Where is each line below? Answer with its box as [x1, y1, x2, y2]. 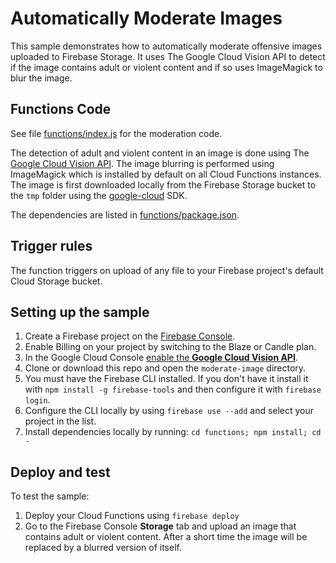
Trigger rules [10, 238, 93, 255]
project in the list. [24, 415, 97, 427]
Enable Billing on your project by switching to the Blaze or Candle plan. [24, 341, 317, 353]
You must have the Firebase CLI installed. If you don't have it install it [24, 373, 309, 385]
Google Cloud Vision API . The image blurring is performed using [10, 157, 275, 169]
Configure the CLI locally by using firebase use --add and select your [24, 405, 315, 417]
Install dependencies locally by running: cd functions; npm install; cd [24, 426, 322, 438]
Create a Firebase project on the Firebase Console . [24, 330, 236, 342]
